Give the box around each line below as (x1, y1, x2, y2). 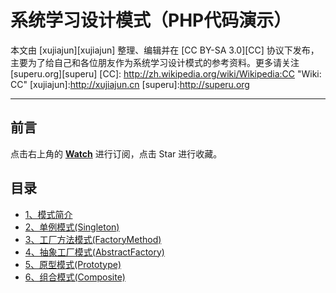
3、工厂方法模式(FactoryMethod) (24, 233, 162, 245)
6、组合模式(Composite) (24, 271, 126, 283)
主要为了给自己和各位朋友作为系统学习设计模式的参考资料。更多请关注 (10, 56, 300, 68)
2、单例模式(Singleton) (24, 221, 120, 233)
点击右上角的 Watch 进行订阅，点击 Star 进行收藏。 (10, 147, 223, 160)
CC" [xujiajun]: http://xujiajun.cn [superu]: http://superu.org (10, 78, 250, 90)
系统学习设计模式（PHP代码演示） (10, 9, 292, 32)
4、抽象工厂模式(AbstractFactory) (24, 246, 165, 258)
